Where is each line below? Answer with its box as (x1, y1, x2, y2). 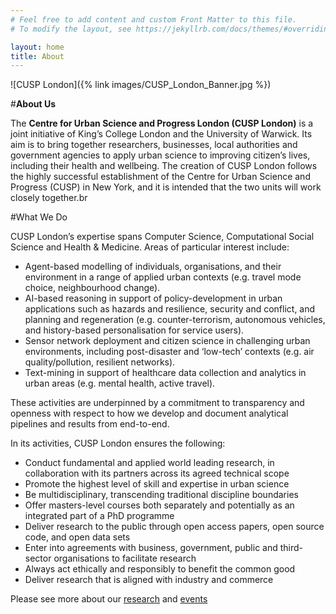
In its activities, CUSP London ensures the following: (10, 437, 226, 450)
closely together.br (10, 192, 88, 204)
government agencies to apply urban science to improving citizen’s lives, (10, 149, 311, 161)
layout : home (10, 42, 65, 52)
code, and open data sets (24, 531, 131, 543)
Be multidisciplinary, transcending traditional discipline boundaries (24, 489, 299, 501)
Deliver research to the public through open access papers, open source (24, 521, 325, 533)
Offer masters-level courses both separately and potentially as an (24, 499, 295, 511)
